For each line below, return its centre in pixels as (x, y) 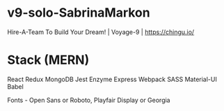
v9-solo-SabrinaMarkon (79, 13)
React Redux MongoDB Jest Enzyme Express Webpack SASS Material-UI (112, 79)
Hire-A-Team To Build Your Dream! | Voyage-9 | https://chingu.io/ (101, 32)
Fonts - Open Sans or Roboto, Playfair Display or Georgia (89, 100)
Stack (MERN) (48, 60)
